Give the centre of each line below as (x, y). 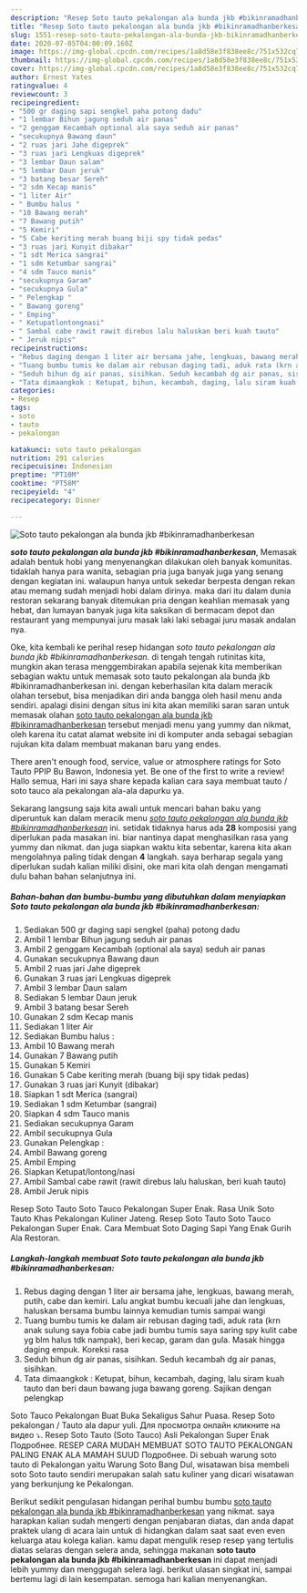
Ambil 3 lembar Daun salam (75, 987)
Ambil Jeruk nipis (56, 1191)
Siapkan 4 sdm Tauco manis (77, 1114)
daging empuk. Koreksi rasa (76, 1349)
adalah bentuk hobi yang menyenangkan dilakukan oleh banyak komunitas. (151, 561)
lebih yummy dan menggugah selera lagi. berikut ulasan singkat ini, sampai (151, 1569)
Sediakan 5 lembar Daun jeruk (80, 997)
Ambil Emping (50, 1162)
